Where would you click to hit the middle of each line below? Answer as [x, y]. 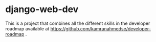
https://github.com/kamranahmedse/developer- [101, 28]
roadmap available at [27, 28]
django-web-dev [42, 9]
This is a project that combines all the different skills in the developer [78, 23]
